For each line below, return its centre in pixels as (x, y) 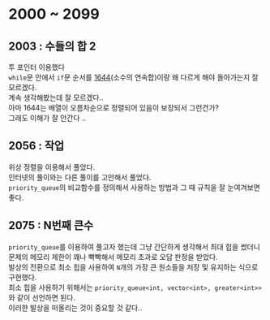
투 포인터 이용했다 (36, 67)
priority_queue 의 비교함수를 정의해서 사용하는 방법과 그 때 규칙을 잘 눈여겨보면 (135, 187)
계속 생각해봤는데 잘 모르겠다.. (56, 97)
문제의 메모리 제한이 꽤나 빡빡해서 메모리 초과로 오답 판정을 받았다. (113, 257)
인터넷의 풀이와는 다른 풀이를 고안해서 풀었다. (80, 177)
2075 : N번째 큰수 (51, 225)
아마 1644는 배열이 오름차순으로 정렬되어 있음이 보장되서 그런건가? (114, 108)
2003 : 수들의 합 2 (52, 46)
